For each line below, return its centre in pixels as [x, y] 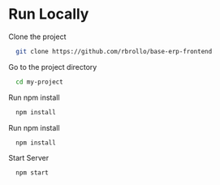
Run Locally [49, 14]
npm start [32, 173]
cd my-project [39, 82]
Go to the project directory [53, 67]
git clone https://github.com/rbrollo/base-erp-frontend [114, 51]
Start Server [29, 158]
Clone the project [37, 37]
